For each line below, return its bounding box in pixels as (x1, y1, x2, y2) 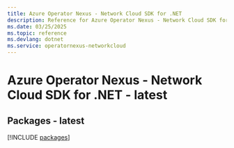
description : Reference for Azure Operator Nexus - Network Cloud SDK (7, 17, 217, 24)
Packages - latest (7, 115, 85, 126)
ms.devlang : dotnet (7, 36, 64, 43)
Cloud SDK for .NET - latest (7, 88, 168, 103)
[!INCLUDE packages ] (7, 133, 70, 141)
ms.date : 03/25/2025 (7, 23, 68, 30)
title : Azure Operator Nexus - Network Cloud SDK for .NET (7, 10, 182, 17)
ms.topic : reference (7, 29, 68, 37)
